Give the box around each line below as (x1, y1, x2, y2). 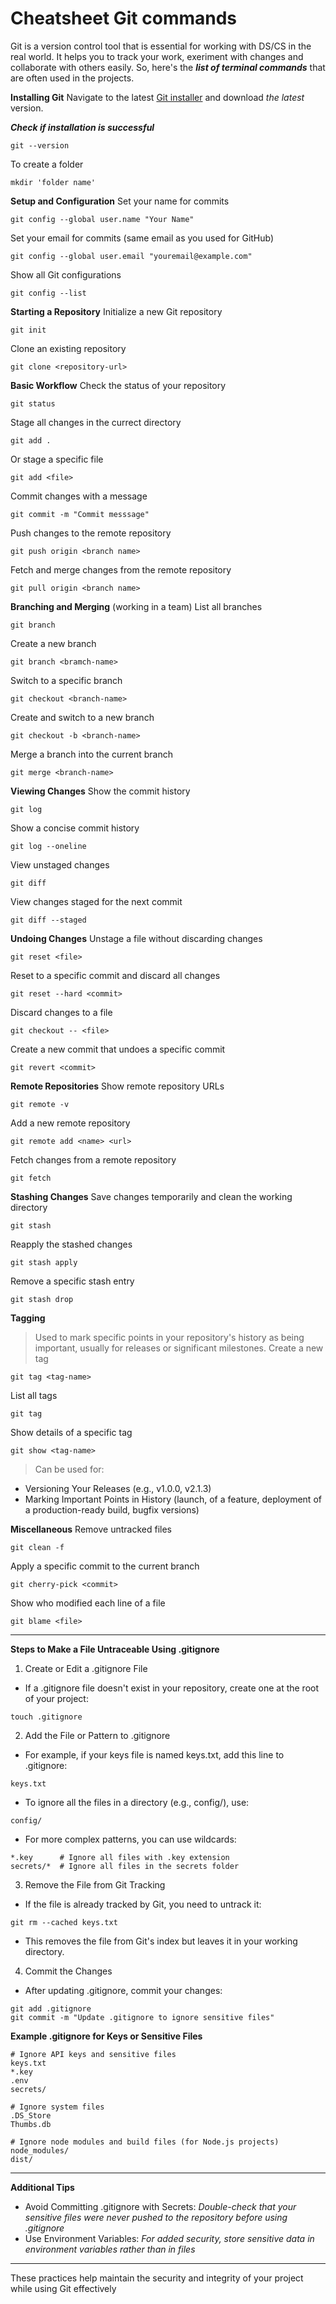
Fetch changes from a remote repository (10, 1153, 177, 1166)
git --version (10, 140, 70, 151)
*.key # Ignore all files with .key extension (10, 1852, 230, 1862)
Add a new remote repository (10, 1117, 131, 1129)
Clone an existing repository (10, 342, 127, 354)
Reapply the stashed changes (10, 1238, 133, 1250)
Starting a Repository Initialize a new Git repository (10, 305, 223, 317)
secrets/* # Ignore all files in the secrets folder (10, 1861, 240, 1871)
